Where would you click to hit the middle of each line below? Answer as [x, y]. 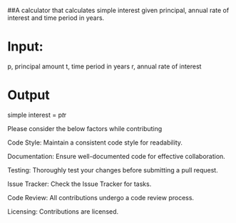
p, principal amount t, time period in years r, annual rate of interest [104, 66]
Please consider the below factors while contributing [85, 128]
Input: [25, 47]
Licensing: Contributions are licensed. [63, 211]
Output [29, 95]
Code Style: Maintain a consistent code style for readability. [95, 142]
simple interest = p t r [37, 115]
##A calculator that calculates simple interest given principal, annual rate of [118, 10]
